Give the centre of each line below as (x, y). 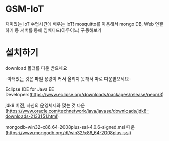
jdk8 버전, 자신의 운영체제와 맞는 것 (40, 105)
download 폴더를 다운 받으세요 (36, 68)
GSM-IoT (25, 9)
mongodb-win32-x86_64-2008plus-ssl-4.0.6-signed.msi (65, 127)
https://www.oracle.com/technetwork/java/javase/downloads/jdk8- (78, 111)
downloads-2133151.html (31, 116)
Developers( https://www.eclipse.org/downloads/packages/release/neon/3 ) (84, 94)
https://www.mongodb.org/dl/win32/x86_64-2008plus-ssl (68, 133)
